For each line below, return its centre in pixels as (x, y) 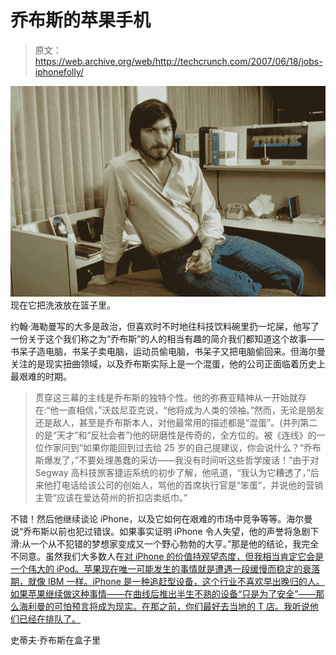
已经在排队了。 (49, 618)
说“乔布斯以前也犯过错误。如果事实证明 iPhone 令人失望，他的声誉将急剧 (160, 531)
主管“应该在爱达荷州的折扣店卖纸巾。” (111, 497)
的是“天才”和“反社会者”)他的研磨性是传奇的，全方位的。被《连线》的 (175, 435)
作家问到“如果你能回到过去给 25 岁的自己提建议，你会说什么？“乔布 (182, 447)
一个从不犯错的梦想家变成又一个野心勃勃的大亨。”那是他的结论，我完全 (175, 543)
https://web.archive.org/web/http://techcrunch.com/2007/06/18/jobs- (178, 61)
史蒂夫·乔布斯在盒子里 (56, 640)
